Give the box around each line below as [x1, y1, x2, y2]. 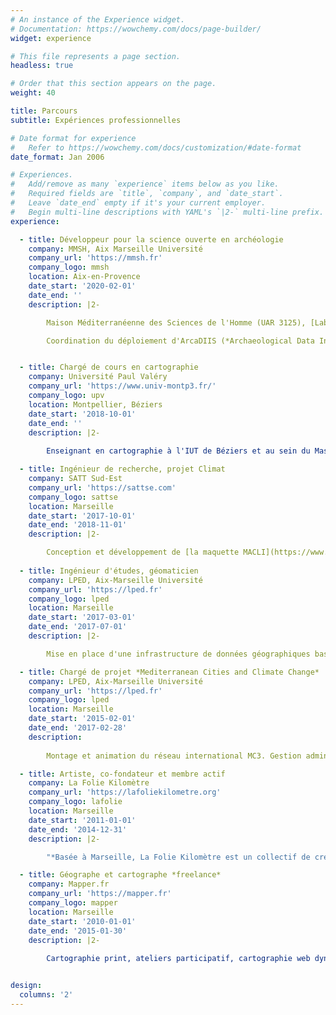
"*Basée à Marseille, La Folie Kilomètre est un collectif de [46, 852, 311, 862]
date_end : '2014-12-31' [28, 824, 128, 835]
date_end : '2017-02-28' [28, 723, 128, 733]
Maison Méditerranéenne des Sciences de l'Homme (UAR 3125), [46, 317, 307, 328]
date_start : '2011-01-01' [28, 815, 137, 825]
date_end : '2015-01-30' [28, 926, 128, 936]
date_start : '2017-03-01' [28, 612, 137, 623]
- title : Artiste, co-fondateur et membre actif [19, 769, 226, 779]
